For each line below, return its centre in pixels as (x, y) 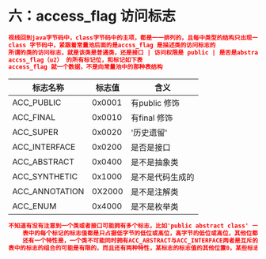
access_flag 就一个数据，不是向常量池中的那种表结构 (85, 67)
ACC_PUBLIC (37, 103)
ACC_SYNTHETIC (45, 177)
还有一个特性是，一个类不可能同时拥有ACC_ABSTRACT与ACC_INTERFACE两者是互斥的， (143, 241)
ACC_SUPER (35, 133)
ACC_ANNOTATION (48, 192)
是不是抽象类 (154, 163)
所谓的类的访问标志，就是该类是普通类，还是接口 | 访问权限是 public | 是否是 (123, 52)
